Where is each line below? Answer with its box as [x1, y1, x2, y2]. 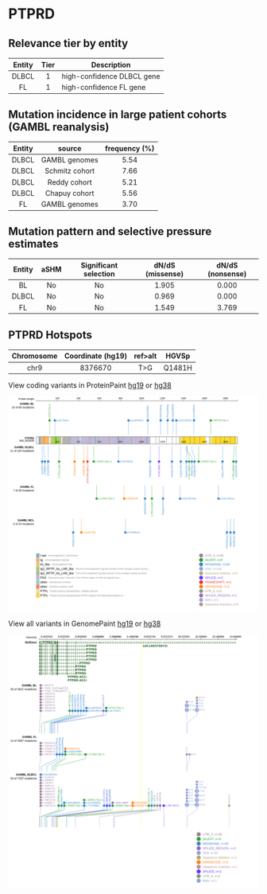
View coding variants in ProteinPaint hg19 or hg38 [8, 381, 172, 390]
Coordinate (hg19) [64, 351, 127, 361]
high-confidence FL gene [61, 83, 146, 92]
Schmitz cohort [44, 166, 95, 176]
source [58, 143, 82, 153]
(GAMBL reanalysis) [8, 120, 110, 134]
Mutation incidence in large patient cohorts [8, 107, 227, 121]
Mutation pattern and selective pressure [8, 224, 212, 238]
